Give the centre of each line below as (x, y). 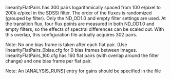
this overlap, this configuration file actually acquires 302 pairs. (71, 35)
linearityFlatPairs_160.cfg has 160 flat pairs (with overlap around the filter (82, 55)
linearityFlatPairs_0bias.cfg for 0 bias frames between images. (71, 50)
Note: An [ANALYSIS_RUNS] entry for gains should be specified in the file (83, 71)
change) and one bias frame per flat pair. (49, 61)
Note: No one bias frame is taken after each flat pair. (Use (66, 45)
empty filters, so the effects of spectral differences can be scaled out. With (85, 29)
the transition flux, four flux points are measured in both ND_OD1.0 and (80, 24)
